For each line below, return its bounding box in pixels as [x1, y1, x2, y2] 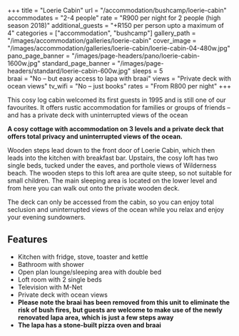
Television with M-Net [17, 282, 83, 291]
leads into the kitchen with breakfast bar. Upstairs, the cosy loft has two [7, 153, 219, 162]
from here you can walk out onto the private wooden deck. [7, 184, 180, 192]
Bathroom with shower [17, 260, 84, 268]
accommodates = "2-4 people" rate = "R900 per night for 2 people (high [7, 14, 221, 22]
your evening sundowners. [7, 213, 86, 221]
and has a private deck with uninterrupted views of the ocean [7, 111, 188, 119]
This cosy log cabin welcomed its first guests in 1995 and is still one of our [7, 96, 226, 104]
